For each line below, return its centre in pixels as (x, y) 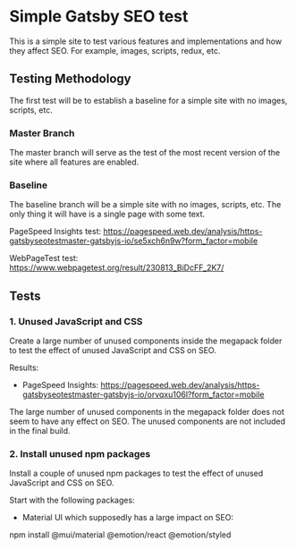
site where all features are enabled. (74, 162)
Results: (24, 367)
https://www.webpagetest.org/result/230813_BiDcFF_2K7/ (117, 268)
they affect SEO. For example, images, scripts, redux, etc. (115, 50)
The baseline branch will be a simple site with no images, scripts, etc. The (145, 205)
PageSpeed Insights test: (55, 232)
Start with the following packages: (72, 500)
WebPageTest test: (44, 258)
